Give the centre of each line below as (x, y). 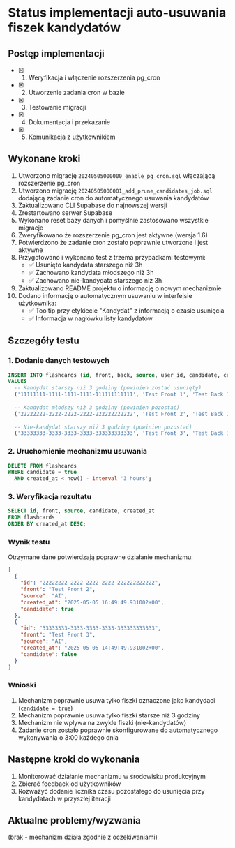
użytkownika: (37, 303)
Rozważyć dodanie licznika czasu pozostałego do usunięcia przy (111, 791)
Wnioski (22, 685)
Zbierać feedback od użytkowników (69, 784)
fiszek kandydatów (65, 28)
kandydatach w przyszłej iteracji (64, 798)
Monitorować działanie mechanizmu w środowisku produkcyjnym (112, 776)
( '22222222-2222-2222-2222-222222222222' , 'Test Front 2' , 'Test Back (119, 414)
